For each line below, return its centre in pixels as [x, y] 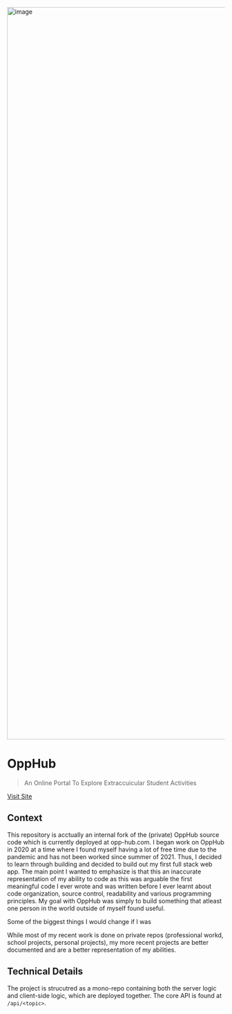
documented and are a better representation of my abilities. [92, 950]
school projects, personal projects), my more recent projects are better [108, 942]
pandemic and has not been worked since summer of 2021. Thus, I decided [115, 856]
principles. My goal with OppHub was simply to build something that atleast [115, 901]
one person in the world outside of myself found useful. [86, 908]
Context [25, 818]
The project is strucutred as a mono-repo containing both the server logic [112, 988]
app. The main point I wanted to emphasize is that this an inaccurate [104, 872]
